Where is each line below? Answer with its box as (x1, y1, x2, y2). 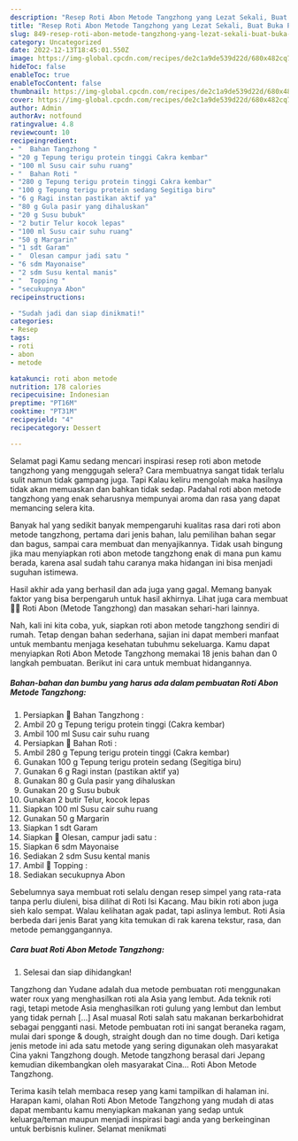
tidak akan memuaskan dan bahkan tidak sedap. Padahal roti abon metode (10, 483, 282, 494)
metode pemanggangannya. (10, 924, 113, 935)
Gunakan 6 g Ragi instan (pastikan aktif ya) (22, 766, 180, 776)
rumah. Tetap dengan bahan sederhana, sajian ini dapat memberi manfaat (10, 629, 279, 640)
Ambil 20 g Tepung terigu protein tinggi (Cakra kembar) (22, 719, 225, 729)
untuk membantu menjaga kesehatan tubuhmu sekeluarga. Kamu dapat (10, 638, 271, 649)
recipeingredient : (10, 136, 78, 145)
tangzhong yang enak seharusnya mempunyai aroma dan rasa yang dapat (10, 493, 281, 504)
